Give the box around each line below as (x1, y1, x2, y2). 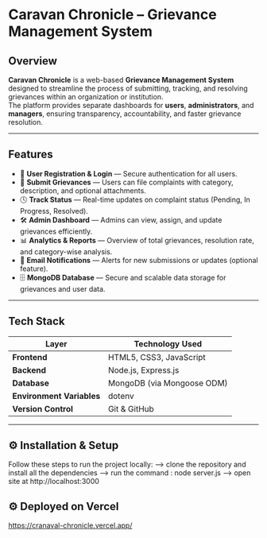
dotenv (107, 390, 134, 401)
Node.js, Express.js (107, 364, 180, 375)
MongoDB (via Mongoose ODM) (107, 377, 228, 389)
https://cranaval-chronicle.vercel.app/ (8, 521, 133, 530)
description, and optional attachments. (19, 185, 147, 195)
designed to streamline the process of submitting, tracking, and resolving (8, 83, 248, 93)
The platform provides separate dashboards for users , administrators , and (8, 101, 254, 110)
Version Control (12, 403, 74, 414)
